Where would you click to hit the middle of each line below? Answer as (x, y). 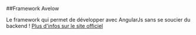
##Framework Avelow (33, 8)
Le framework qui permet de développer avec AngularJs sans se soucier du (98, 20)
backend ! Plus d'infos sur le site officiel (55, 26)
